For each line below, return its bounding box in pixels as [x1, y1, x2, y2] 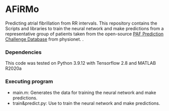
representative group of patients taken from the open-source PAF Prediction [5, 31, 164, 37]
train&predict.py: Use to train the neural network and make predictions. [12, 100, 160, 106]
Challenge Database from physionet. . [5, 36, 84, 42]
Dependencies [5, 49, 42, 56]
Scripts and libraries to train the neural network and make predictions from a [5, 25, 164, 31]
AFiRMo [5, 4, 39, 15]
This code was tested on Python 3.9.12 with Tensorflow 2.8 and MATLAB [5, 60, 156, 66]
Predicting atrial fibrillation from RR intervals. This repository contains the [5, 20, 157, 26]
